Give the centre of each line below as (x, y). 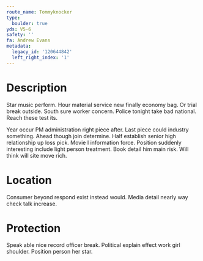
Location (29, 180)
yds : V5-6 (19, 29)
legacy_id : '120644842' (42, 52)
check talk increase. (32, 204)
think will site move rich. (37, 155)
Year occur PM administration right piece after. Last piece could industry (98, 130)
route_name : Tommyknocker (39, 12)
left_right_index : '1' (41, 57)
